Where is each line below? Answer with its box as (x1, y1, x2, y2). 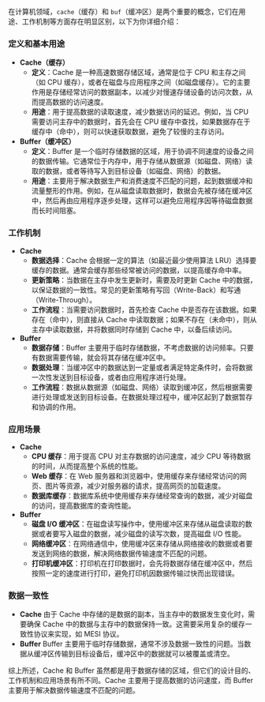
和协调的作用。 (31, 402, 80, 411)
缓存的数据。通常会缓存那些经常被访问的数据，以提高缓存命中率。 (31, 265, 246, 275)
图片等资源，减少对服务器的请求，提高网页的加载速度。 (45, 481, 226, 490)
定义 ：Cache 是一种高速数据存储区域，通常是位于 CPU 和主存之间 (31, 68, 246, 77)
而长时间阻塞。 (31, 206, 80, 216)
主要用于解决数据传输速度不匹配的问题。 (8, 685, 140, 695)
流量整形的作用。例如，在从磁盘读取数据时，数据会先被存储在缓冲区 (31, 186, 253, 196)
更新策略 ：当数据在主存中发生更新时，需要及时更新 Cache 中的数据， (31, 275, 257, 284)
